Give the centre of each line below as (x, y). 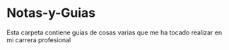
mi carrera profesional (39, 39)
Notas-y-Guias (51, 13)
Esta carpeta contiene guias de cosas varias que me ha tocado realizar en (114, 32)
